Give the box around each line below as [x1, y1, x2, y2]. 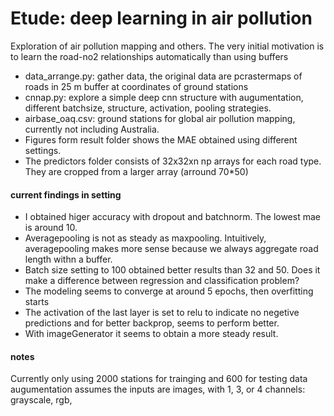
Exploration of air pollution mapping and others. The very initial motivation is [10, 40, 325, 52]
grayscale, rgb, [10, 394, 73, 406]
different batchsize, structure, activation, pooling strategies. [24, 102, 272, 114]
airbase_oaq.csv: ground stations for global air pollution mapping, [24, 112, 296, 124]
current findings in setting [10, 188, 122, 201]
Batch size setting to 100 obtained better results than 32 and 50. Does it [24, 264, 321, 276]
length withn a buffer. [24, 253, 113, 266]
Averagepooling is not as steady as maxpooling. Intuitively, [24, 232, 267, 244]
